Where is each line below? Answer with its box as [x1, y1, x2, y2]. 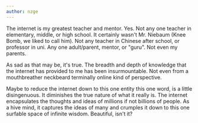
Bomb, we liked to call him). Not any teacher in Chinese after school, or [6, 37, 180, 44]
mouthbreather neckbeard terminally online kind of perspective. [6, 74, 162, 81]
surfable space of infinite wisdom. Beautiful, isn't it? [6, 110, 133, 117]
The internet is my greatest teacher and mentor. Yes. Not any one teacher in [6, 25, 191, 32]
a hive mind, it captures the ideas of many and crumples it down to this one [6, 104, 190, 111]
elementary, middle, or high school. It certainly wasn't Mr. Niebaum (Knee [6, 31, 186, 38]
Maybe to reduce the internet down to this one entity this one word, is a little [6, 85, 193, 92]
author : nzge [6, 8, 39, 15]
